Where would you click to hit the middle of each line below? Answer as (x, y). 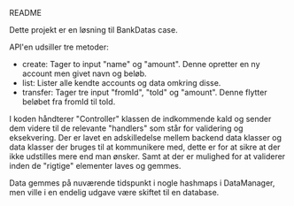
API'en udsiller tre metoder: (59, 47)
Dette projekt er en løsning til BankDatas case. (94, 30)
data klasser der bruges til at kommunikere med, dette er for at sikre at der (145, 147)
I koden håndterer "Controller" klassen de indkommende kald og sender (140, 119)
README (26, 13)
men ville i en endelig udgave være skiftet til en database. (114, 192)
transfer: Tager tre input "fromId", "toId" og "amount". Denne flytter (144, 92)
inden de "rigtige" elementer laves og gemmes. (95, 166)
